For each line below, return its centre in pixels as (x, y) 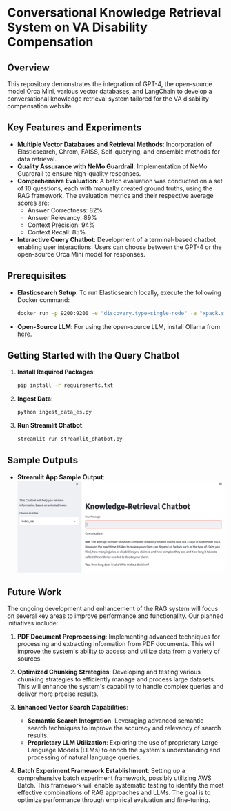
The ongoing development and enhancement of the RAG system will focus (113, 609)
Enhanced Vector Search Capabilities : (73, 708)
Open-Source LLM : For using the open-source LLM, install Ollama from (119, 326)
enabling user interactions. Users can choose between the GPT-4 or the (119, 247)
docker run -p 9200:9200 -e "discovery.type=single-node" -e (107, 313)
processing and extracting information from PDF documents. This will (116, 644)
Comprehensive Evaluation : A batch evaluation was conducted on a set (120, 181)
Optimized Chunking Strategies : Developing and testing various (109, 672)
